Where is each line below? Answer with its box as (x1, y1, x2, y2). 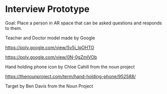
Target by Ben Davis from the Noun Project (5, 83, 93, 89)
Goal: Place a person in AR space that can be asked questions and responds (5, 20, 162, 26)
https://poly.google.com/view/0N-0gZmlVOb (5, 54, 97, 60)
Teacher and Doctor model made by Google (5, 35, 95, 41)
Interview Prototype (5, 3, 90, 15)
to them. (5, 25, 22, 31)
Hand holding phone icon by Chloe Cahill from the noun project (5, 64, 135, 70)
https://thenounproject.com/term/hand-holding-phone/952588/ (5, 73, 136, 79)
